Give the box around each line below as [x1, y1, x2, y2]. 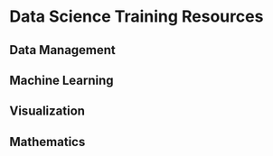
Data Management [9, 42, 116, 58]
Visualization [9, 104, 86, 119]
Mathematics [9, 133, 86, 150]
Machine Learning [9, 72, 115, 87]
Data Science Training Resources [9, 6, 264, 27]
